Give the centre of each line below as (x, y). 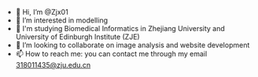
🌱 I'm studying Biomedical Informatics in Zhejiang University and (120, 28)
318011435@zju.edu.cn (53, 65)
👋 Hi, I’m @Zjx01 (42, 12)
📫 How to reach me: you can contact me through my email (111, 54)
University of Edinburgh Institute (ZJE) (77, 37)
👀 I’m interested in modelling (62, 20)
